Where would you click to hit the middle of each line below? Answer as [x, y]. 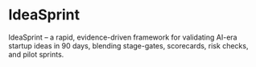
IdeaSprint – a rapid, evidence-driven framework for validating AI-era [123, 37]
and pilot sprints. [36, 54]
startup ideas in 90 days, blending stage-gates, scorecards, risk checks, [128, 45]
